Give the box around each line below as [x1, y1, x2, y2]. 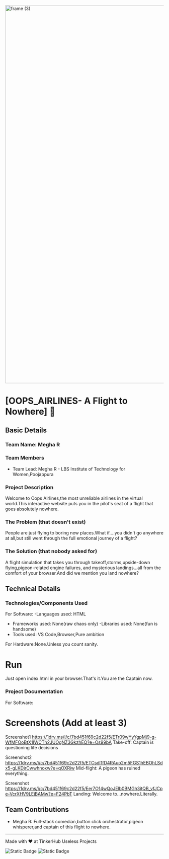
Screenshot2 [5, 754, 32, 760]
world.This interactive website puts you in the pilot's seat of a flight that [5, 501, 153, 507]
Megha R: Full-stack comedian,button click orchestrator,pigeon [12, 819, 143, 825]
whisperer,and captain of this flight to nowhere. [12, 824, 111, 830]
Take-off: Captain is [113, 739, 154, 745]
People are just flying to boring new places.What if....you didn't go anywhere [5, 530, 163, 536]
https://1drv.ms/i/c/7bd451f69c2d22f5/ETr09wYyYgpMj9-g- [32, 734, 157, 740]
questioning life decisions [5, 744, 58, 750]
